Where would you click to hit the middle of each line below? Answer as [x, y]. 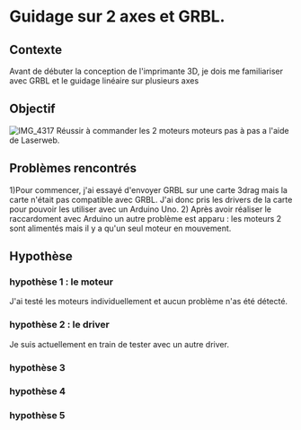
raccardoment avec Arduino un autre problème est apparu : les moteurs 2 [146, 218]
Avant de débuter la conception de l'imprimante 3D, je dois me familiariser [146, 71]
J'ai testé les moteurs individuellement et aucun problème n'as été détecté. [149, 302]
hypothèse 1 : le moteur [62, 282]
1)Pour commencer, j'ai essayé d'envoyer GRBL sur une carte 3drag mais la [148, 189]
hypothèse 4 [37, 391]
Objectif [32, 109]
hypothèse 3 [37, 367]
